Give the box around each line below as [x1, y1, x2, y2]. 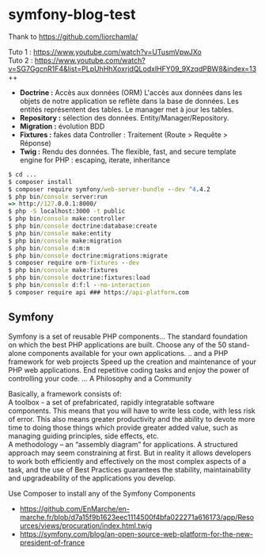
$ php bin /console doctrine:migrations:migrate [8, 251, 168, 259]
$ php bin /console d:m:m [8, 244, 90, 252]
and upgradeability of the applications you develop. [8, 473, 176, 483]
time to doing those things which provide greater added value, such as [8, 423, 239, 432]
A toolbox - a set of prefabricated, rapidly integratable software [8, 397, 215, 407]
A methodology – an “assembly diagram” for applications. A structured [8, 439, 239, 449]
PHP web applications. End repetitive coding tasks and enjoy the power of [8, 365, 249, 374]
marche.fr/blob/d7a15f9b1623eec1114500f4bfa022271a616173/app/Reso [19, 512, 255, 522]
